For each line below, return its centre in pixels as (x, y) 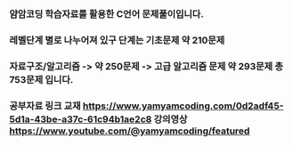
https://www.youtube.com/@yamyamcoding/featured (130, 131)
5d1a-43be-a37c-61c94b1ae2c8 (81, 119)
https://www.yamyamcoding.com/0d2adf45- (183, 106)
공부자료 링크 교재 (45, 106)
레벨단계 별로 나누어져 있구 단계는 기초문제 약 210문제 (117, 40)
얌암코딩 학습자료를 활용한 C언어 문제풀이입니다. (107, 13)
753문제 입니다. (41, 79)
